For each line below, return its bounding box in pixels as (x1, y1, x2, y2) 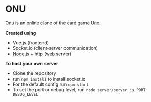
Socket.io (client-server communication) (12, 45, 98, 51)
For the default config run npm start (12, 81, 89, 87)
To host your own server (5, 60, 58, 66)
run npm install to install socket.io (12, 75, 86, 82)
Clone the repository (12, 70, 56, 76)
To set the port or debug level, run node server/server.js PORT (12, 86, 146, 92)
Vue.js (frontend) (12, 39, 49, 46)
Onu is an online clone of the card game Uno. (5, 20, 101, 26)
